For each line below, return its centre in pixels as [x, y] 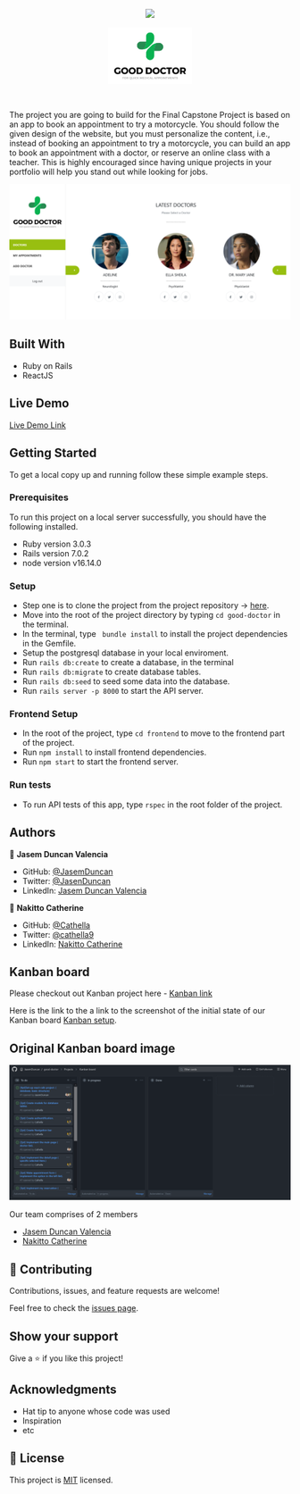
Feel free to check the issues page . [74, 1308]
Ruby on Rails [47, 365]
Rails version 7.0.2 [55, 553]
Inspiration [42, 1421]
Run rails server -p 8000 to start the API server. [112, 691]
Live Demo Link [38, 425]
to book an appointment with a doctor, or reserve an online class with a [140, 153]
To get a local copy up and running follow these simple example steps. [139, 474]
